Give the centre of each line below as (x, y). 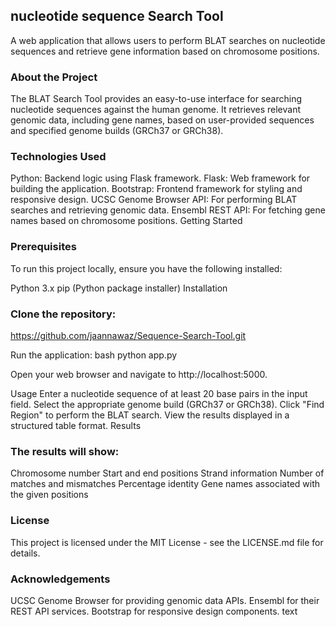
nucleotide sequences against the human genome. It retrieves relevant (156, 110)
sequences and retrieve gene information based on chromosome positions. (165, 51)
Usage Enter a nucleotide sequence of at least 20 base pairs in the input (159, 393)
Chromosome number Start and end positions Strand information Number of (167, 473)
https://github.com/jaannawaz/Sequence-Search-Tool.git (128, 335)
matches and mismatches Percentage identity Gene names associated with (165, 484)
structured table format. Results (76, 425)
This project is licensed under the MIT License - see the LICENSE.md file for (167, 542)
